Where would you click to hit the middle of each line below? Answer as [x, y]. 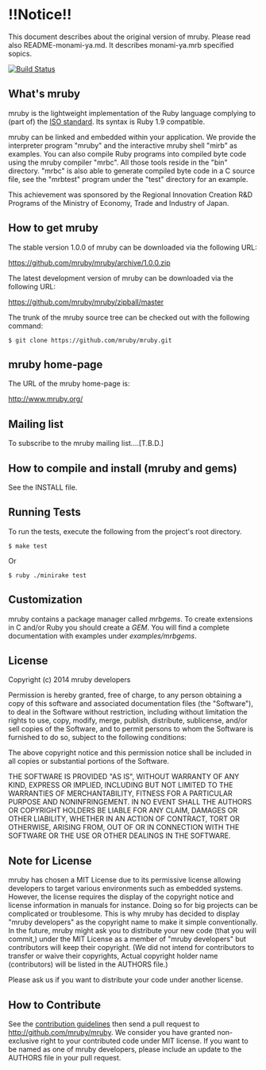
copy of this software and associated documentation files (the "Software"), [131, 704]
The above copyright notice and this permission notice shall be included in [130, 753]
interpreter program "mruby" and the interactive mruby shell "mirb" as [123, 145]
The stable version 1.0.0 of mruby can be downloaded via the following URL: [133, 247]
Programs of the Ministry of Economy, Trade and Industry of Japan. [119, 203]
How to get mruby [54, 228]
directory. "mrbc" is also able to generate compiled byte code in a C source [132, 171]
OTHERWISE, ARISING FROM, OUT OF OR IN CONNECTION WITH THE [124, 828]
